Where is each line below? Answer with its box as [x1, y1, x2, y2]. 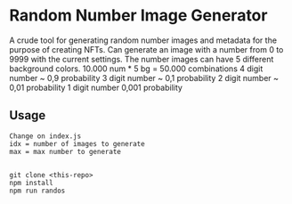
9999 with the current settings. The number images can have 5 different [9, 53, 274, 64]
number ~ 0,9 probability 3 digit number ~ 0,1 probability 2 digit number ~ [9, 72, 279, 83]
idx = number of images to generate [9, 139, 145, 148]
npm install [9, 178, 53, 187]
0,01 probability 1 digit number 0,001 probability [9, 82, 182, 93]
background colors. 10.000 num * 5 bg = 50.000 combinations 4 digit [9, 63, 264, 74]
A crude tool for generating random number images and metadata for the [9, 35, 278, 45]
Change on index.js [9, 131, 82, 141]
